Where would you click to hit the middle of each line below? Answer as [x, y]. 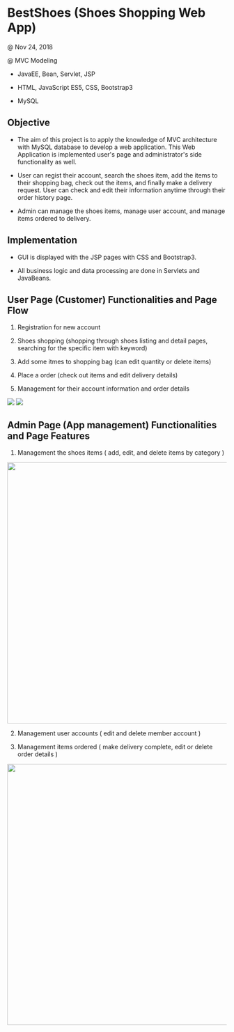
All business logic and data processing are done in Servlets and [108, 270]
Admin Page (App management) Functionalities [112, 425]
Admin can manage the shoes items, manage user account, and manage [121, 211]
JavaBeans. [34, 278]
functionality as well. [47, 162]
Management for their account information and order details [103, 389]
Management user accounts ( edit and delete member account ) [109, 733]
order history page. [45, 197]
